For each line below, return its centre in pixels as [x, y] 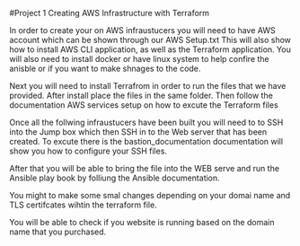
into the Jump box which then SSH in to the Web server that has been [138, 132]
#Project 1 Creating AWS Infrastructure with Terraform [109, 13]
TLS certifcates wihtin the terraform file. [83, 205]
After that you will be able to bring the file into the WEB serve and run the [145, 168]
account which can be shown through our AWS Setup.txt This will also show [150, 40]
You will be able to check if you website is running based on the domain [142, 222]
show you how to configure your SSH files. [88, 151]
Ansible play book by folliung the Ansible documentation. [115, 178]
